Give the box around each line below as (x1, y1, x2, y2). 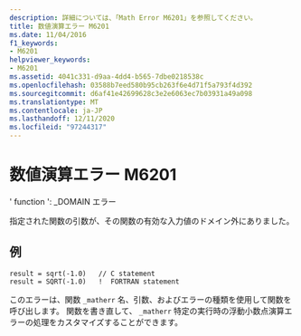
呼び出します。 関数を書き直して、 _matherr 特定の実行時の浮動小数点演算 (9, 305, 285, 316)
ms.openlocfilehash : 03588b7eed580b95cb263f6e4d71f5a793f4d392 (9, 81, 253, 90)
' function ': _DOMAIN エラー (9, 196, 117, 206)
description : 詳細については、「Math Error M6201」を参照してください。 (9, 13, 258, 23)
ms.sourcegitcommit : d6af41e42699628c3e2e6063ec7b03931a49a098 (9, 89, 253, 98)
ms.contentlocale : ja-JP (9, 106, 103, 115)
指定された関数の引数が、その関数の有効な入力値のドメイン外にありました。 (9, 215, 295, 226)
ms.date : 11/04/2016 (9, 30, 88, 39)
